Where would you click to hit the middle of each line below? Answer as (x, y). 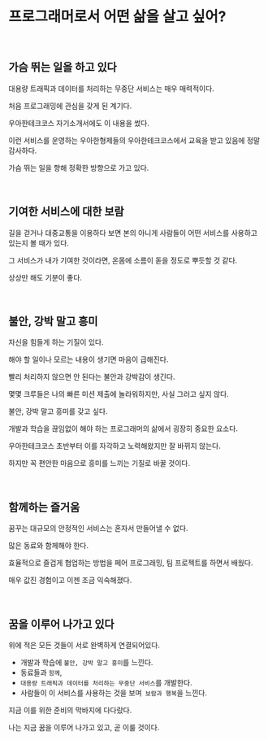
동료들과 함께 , (41, 673)
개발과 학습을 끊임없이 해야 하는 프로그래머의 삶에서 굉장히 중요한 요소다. (123, 429)
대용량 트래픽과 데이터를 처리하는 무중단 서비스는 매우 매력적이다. (112, 88)
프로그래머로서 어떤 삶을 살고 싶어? (117, 17)
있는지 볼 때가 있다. (39, 243)
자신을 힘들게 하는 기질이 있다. (56, 342)
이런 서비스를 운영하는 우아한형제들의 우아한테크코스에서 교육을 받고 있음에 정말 (134, 140)
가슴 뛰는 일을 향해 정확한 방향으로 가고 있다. (79, 168)
